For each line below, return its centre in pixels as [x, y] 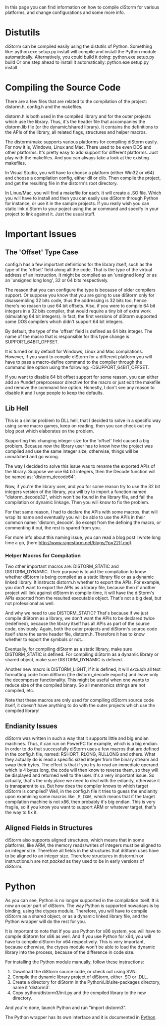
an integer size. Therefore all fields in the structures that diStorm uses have [82, 850]
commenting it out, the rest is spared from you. [53, 527]
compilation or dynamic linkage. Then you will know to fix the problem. [77, 502]
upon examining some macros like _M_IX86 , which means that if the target [80, 796]
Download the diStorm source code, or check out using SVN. [75, 971]
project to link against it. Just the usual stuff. [50, 214]
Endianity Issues [31, 726]
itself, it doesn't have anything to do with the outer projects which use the [80, 705]
